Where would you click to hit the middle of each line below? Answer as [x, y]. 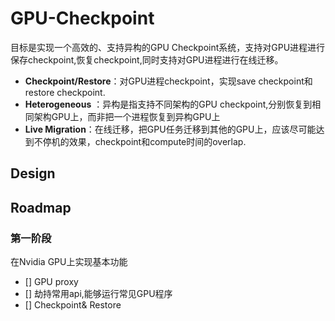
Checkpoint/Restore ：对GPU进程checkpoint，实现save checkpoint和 [168, 81]
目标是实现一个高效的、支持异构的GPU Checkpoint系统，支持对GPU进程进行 [168, 47]
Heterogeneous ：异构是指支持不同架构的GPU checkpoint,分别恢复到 [168, 104]
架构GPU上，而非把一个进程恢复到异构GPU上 [127, 116]
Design [33, 173]
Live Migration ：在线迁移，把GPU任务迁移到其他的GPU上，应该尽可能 [170, 129]
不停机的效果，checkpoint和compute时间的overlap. [140, 141]
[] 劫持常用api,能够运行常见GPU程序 [98, 294]
